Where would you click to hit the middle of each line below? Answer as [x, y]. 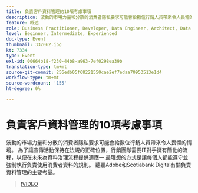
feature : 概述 [23, 22]
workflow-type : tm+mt [33, 78]
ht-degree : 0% [24, 89]
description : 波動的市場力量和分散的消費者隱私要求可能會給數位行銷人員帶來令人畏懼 [98, 17]
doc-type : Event [26, 39]
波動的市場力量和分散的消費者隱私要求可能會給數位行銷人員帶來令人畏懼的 [96, 142]
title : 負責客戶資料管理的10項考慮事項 [49, 12]
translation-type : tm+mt [37, 67]
